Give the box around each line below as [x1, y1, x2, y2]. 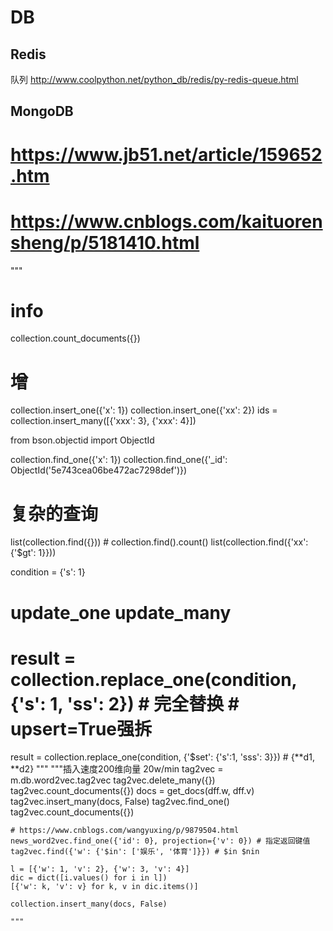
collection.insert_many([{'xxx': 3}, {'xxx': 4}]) [10, 415, 197, 427]
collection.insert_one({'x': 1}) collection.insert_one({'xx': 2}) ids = [10, 404, 278, 416]
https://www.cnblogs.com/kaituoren [10, 210, 323, 233]
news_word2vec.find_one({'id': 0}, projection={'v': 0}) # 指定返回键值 [10, 836, 311, 846]
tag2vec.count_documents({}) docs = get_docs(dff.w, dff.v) [10, 785, 255, 797]
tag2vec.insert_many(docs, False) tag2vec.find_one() [10, 796, 230, 808]
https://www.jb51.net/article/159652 [10, 143, 323, 166]
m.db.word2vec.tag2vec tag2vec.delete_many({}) [10, 774, 216, 786]
